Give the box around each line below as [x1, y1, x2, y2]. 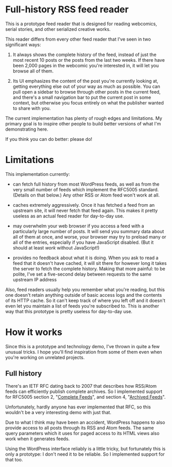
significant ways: [5, 41, 41, 47]
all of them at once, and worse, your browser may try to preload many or [12, 233, 166, 240]
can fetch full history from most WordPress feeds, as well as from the [12, 181, 160, 187]
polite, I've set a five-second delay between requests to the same [12, 271, 151, 277]
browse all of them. [12, 68, 54, 74]
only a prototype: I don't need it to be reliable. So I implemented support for [5, 451, 165, 457]
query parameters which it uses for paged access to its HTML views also [5, 430, 160, 436]
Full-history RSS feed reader [5, 4, 129, 15]
